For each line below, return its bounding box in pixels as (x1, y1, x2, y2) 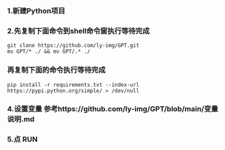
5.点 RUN (7, 135, 38, 145)
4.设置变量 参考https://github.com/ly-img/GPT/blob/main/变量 (7, 104, 218, 114)
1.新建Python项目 (7, 5, 66, 15)
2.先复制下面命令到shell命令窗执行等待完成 (7, 26, 150, 36)
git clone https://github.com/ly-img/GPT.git (7, 42, 139, 49)
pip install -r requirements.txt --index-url (7, 81, 139, 88)
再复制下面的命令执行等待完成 (7, 65, 106, 75)
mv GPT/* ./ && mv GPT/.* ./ (7, 48, 91, 55)
